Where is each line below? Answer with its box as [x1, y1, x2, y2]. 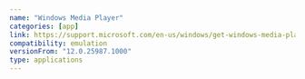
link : [9, 30, 30, 39]
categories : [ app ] [9, 22, 79, 31]
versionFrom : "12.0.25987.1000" [9, 47, 132, 56]
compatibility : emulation [9, 38, 107, 48]
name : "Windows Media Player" [9, 13, 124, 23]
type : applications [9, 55, 84, 64]
